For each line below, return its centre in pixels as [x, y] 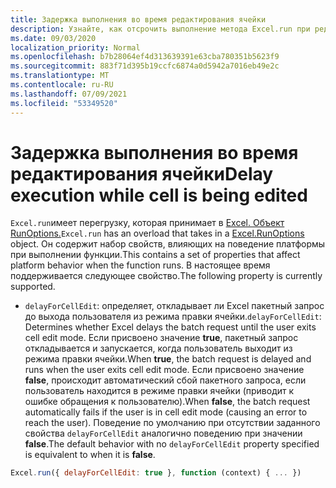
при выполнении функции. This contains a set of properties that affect [155, 255]
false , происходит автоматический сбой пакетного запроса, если [165, 380]
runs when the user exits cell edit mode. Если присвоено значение [164, 370]
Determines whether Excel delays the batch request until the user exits [170, 327]
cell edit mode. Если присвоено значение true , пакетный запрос [161, 338]
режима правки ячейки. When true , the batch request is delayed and [168, 359]
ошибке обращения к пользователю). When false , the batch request [167, 402]
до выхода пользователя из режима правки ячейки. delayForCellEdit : [173, 317]
